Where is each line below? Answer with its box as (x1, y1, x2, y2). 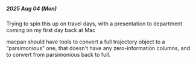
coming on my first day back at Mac (6, 26, 96, 33)
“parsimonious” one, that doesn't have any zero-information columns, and (6, 44, 191, 51)
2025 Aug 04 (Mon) (6, 5, 57, 12)
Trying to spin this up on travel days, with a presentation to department (6, 20, 183, 27)
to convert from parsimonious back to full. (6, 51, 110, 58)
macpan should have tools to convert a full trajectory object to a (6, 38, 165, 45)
